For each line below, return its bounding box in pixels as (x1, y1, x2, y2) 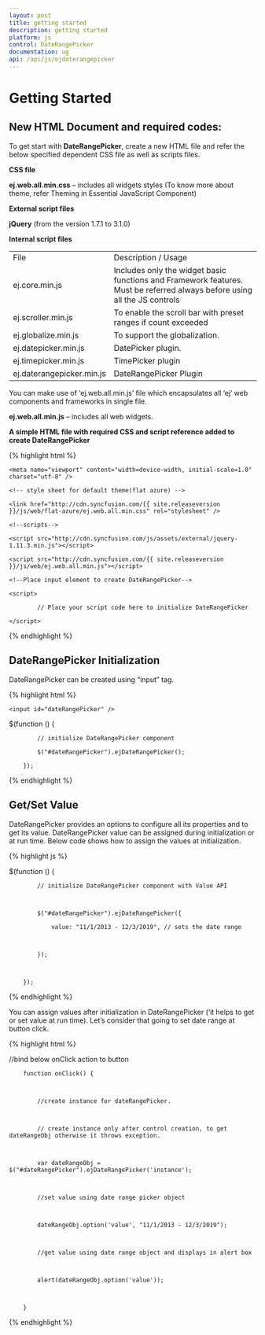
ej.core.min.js (13, 279, 62, 290)
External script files (9, 204, 75, 213)
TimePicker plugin (113, 355, 181, 366)
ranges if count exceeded (113, 316, 208, 327)
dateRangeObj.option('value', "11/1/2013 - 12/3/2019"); (37, 1221, 227, 1229)
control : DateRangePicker (9, 41, 94, 49)
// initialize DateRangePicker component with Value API (37, 882, 227, 890)
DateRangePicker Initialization (9, 654, 160, 667)
